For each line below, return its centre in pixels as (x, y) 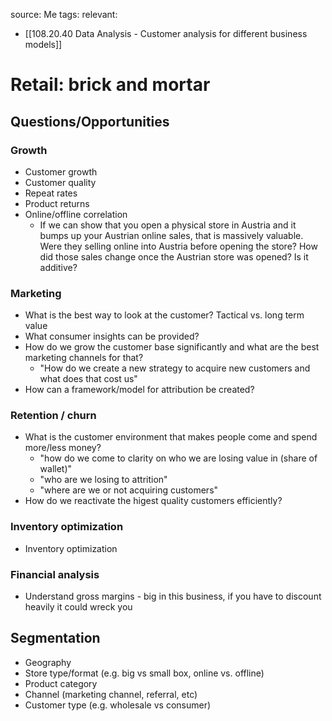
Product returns (57, 203)
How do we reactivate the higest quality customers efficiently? (153, 501)
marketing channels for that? (84, 358)
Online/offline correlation (76, 214)
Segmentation (55, 638)
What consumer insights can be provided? (112, 336)
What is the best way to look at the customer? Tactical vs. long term (164, 315)
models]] (43, 44)
